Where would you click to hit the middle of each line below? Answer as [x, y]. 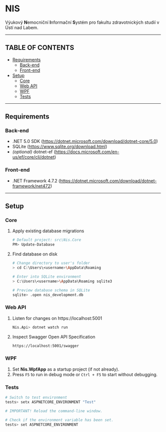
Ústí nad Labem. [22, 27]
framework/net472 [31, 186]
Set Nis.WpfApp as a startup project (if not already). [66, 369]
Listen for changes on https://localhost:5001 [57, 318]
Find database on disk [35, 254]
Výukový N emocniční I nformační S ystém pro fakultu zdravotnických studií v [82, 22]
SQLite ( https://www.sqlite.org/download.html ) [60, 147]
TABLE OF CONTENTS [40, 48]
